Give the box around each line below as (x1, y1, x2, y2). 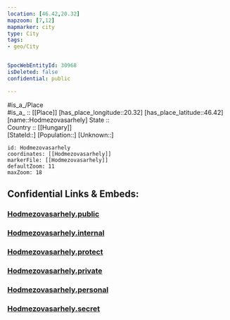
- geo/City (7, 43, 39, 50)
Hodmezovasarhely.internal (7, 228, 105, 238)
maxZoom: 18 (7, 168, 42, 176)
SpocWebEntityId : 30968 (7, 62, 77, 69)
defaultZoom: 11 (7, 163, 55, 170)
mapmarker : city (7, 23, 55, 30)
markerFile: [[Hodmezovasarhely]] (7, 156, 109, 164)
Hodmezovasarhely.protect (7, 247, 103, 257)
